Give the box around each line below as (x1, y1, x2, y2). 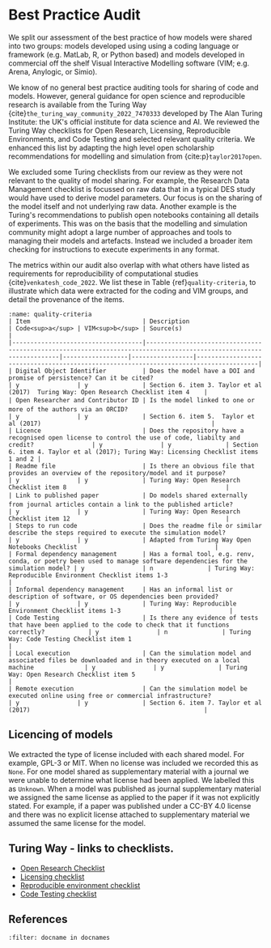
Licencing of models (8, 728, 113, 742)
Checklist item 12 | (8, 514, 230, 523)
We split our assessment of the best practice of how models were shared (8, 32, 252, 42)
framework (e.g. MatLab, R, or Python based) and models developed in (8, 49, 245, 59)
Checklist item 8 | (8, 483, 230, 491)
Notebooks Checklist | (8, 542, 219, 551)
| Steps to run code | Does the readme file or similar (8, 521, 263, 529)
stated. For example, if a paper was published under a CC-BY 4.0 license (8, 801, 252, 810)
